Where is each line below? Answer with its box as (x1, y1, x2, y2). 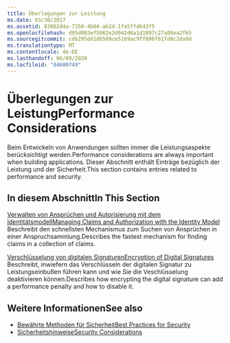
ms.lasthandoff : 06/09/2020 (7, 55, 88, 62)
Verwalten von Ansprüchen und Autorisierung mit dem (7, 211, 161, 219)
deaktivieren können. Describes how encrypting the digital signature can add (7, 275, 223, 283)
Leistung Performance (7, 105, 135, 121)
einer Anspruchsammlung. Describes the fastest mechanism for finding (7, 232, 207, 241)
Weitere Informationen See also (7, 302, 143, 314)
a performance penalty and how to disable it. (7, 282, 134, 291)
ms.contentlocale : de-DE (7, 49, 78, 56)
